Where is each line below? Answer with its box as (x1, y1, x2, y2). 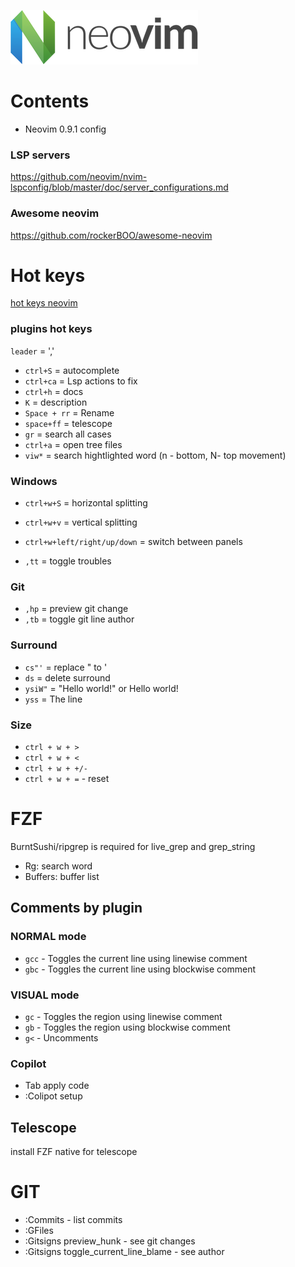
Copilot (10, 1056, 47, 1070)
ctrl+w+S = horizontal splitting (24, 497, 148, 509)
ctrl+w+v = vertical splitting (24, 516, 138, 529)
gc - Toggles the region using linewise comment (24, 1010, 223, 1022)
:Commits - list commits (24, 1213, 123, 1225)
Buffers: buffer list (24, 870, 100, 882)
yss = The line (24, 693, 83, 705)
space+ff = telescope (24, 417, 113, 429)
